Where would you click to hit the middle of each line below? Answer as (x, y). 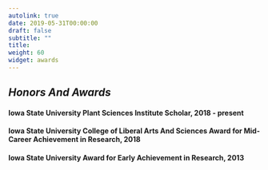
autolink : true (34, 16)
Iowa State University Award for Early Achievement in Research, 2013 (126, 158)
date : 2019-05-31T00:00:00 (53, 23)
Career (20, 140)
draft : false (30, 30)
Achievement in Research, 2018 (87, 140)
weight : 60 (26, 53)
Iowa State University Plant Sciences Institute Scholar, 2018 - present (126, 113)
